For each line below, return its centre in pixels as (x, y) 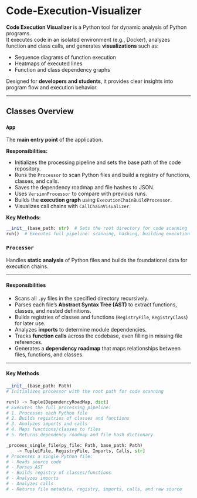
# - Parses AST (25, 467)
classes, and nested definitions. (53, 310)
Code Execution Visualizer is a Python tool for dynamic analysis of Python (96, 27)
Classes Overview (40, 111)
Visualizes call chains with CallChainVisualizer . (72, 206)
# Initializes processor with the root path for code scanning (85, 391)
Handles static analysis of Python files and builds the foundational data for (97, 260)
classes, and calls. (37, 181)
